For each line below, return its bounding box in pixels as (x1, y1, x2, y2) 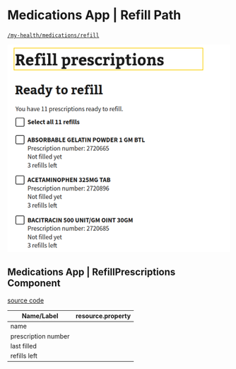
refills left (10, 351, 37, 361)
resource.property (75, 312, 131, 320)
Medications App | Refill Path (7, 7, 182, 23)
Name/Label (21, 312, 59, 320)
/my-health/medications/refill (7, 32, 100, 39)
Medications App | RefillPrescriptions (7, 266, 176, 278)
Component (7, 277, 61, 290)
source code (7, 296, 45, 305)
